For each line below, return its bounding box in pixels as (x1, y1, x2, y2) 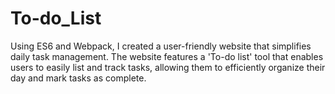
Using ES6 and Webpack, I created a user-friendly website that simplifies (10, 40, 312, 52)
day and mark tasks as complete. (10, 72, 147, 84)
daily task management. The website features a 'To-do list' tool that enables (10, 50, 324, 62)
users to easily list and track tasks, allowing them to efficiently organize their (10, 61, 326, 73)
